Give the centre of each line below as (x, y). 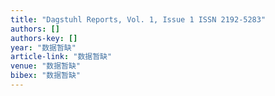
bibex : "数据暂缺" (46, 76)
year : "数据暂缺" (43, 47)
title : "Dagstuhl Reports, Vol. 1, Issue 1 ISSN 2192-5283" (138, 19)
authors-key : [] (44, 38)
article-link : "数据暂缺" (61, 57)
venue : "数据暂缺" (46, 66)
